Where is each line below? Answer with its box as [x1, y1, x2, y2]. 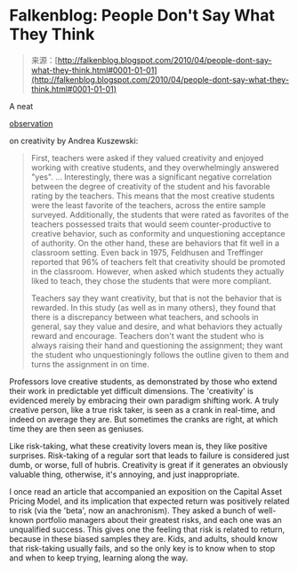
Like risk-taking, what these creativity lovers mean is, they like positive [9, 440, 269, 451]
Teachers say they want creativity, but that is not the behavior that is [30, 293, 282, 303]
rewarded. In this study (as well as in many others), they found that [30, 302, 277, 312]
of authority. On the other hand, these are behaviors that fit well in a [30, 238, 280, 248]
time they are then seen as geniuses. [9, 423, 144, 434]
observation [9, 117, 53, 129]
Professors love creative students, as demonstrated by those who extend [9, 375, 278, 387]
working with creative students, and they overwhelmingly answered [30, 162, 279, 173]
